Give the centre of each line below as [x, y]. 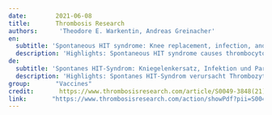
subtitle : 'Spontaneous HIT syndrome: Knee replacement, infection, [134, 46]
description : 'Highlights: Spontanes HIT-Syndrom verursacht [121, 76]
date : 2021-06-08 [50, 16]
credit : [21, 91]
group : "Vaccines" [50, 83]
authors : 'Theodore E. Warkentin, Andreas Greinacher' [112, 31]
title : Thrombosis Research [67, 23]
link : [17, 99]
